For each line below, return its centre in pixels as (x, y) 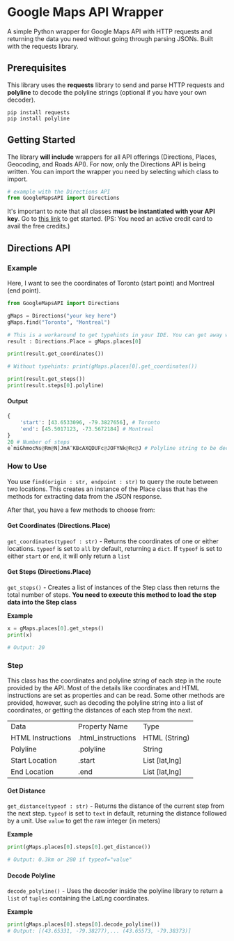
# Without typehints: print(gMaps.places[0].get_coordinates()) (102, 366)
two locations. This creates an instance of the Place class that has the (107, 489)
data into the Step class (42, 602)
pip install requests (39, 112)
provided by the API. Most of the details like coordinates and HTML (103, 687)
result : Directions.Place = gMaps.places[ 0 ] (74, 341)
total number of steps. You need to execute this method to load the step (112, 595)
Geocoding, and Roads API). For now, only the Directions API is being (107, 164)
